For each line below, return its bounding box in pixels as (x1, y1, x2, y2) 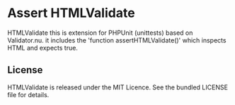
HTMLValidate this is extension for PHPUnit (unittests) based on (7, 28, 193, 37)
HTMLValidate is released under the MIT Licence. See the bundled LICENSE (7, 83, 229, 92)
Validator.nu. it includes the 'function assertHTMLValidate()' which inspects (7, 35, 227, 44)
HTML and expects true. (7, 43, 78, 52)
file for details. (7, 90, 50, 99)
